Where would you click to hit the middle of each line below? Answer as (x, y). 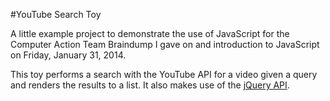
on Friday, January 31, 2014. (68, 55)
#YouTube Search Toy (56, 14)
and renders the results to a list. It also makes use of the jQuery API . (150, 85)
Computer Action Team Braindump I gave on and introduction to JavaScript (165, 44)
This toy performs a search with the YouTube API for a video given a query (164, 74)
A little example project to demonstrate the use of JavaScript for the (150, 33)
